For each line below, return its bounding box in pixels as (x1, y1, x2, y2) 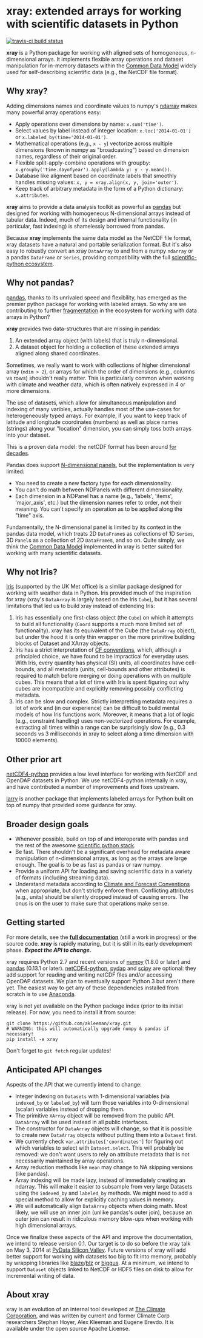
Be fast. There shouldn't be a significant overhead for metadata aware (15, 848, 191, 855)
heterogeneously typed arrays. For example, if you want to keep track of (6, 412, 187, 419)
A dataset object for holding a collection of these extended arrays (15, 343, 179, 350)
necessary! (6, 1031, 34, 1037)
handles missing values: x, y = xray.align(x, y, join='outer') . (15, 178, 179, 186)
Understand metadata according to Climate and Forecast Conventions (15, 881, 190, 887)
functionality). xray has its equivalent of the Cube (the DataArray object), (15, 627, 196, 634)
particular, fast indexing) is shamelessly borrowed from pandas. (6, 222, 165, 230)
